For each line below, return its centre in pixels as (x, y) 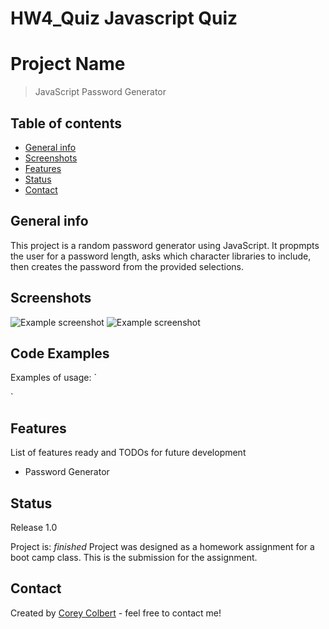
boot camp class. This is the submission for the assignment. (134, 557)
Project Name (68, 64)
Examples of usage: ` (53, 378)
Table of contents (66, 123)
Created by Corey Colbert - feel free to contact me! (116, 613)
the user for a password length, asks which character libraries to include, (161, 256)
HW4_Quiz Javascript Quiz (124, 18)
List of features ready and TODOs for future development (128, 453)
